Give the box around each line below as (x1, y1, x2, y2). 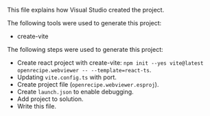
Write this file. (16, 102, 57, 110)
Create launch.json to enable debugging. (16, 88, 134, 96)
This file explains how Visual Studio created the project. (7, 6, 165, 14)
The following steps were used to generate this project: (7, 46, 163, 53)
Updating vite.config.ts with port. (16, 73, 117, 81)
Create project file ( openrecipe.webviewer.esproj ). (16, 81, 159, 88)
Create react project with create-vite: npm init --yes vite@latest (16, 59, 204, 67)
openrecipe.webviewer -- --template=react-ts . (16, 66, 152, 74)
